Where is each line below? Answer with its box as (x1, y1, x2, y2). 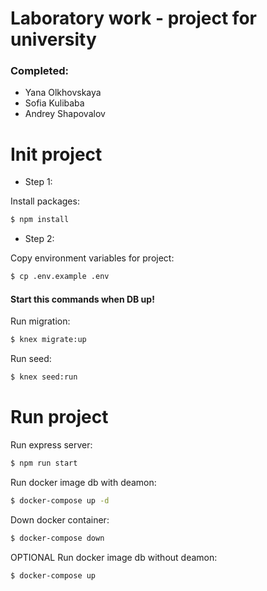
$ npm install (10, 215, 70, 225)
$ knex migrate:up (10, 335, 87, 345)
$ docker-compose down (10, 533, 105, 543)
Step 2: (24, 233, 55, 245)
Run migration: (10, 315, 71, 327)
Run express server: (10, 439, 93, 451)
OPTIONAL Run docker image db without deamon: (10, 551, 218, 563)
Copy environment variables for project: (10, 252, 175, 264)
